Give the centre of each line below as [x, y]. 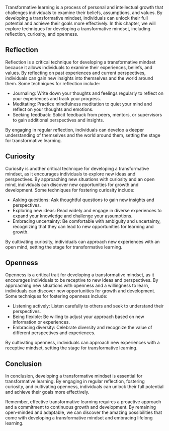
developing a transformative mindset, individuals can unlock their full [77, 18]
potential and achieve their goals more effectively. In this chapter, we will [80, 23]
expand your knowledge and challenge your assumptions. [72, 216]
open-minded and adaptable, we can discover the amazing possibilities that [84, 412]
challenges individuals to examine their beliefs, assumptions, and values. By [84, 13]
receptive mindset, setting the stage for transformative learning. [71, 348]
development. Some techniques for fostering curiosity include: [70, 190]
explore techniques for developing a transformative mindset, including [78, 29]
